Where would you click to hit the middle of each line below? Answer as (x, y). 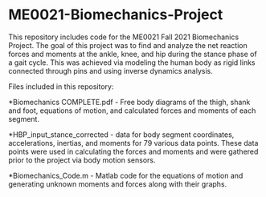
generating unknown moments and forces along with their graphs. (118, 184)
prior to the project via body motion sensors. (82, 160)
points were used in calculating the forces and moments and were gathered (133, 151)
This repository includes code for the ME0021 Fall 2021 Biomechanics (124, 37)
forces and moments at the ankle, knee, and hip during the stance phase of (133, 54)
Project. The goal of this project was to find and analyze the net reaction (128, 45)
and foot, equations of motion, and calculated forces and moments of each (132, 111)
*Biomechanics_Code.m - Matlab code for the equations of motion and (126, 175)
